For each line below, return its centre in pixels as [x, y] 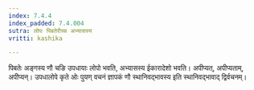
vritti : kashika [35, 38]
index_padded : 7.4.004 [46, 23]
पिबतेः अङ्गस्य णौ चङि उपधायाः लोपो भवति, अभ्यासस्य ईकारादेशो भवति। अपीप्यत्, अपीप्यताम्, [126, 68]
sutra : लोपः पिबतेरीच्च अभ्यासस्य [50, 31]
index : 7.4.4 [30, 16]
